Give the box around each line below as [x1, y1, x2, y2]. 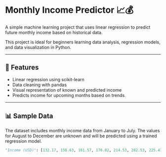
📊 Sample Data [5, 112, 53, 120]
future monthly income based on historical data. [5, 29, 103, 35]
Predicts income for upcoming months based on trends [12, 92, 125, 98]
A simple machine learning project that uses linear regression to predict [5, 24, 151, 30]
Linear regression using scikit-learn [12, 76, 85, 82]
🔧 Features [5, 63, 39, 72]
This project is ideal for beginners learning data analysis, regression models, [5, 39, 161, 45]
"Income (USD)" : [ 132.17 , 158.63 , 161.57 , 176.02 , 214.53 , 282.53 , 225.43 [5, 148, 163, 153]
